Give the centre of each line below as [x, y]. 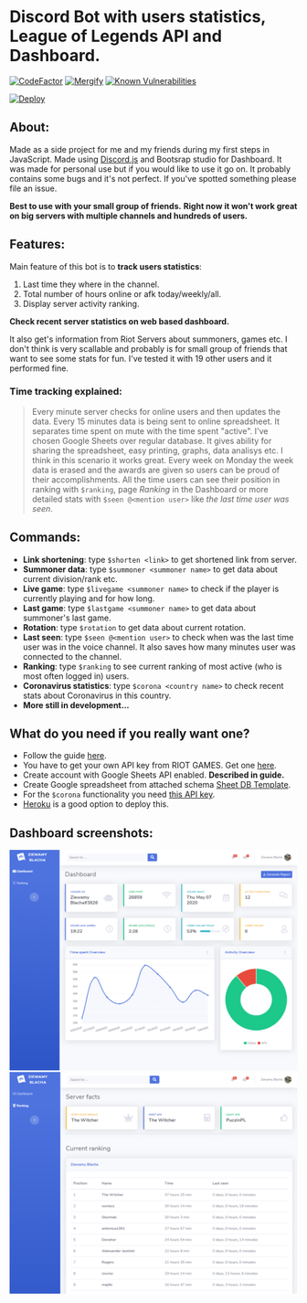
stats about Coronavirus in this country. [97, 695]
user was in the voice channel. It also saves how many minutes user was [159, 647]
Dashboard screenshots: [81, 833]
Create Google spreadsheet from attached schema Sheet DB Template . [157, 785]
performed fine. [39, 368]
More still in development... [76, 704]
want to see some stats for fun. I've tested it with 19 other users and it [141, 358]
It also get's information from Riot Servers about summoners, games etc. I [148, 339]
